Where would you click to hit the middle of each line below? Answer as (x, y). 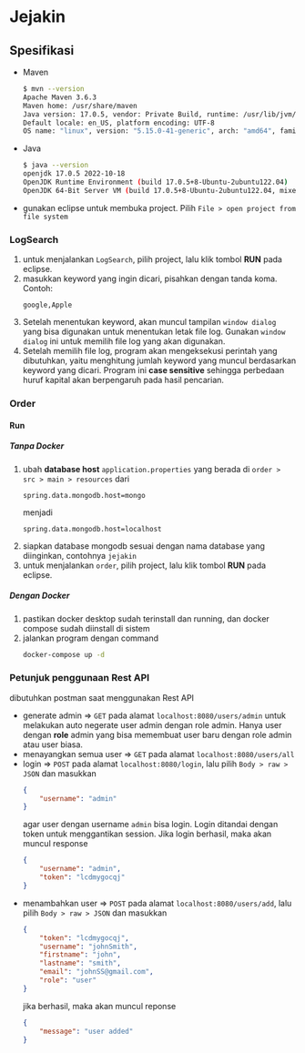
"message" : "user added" (86, 1031)
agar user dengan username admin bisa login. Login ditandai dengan (150, 825)
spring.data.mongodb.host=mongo (84, 495)
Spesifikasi (42, 51)
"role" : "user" (68, 980)
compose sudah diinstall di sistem (86, 628)
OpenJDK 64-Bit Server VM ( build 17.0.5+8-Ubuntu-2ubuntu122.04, (149, 190)
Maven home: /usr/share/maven (80, 106)
